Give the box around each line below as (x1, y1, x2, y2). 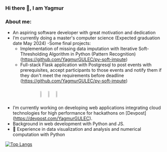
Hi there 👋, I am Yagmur (5, 5, 64, 12)
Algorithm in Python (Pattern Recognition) (49, 51, 136, 57)
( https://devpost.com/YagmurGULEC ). (12, 116, 93, 122)
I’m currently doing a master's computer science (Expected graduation (12, 35, 160, 41)
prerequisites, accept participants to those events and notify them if (20, 67, 162, 73)
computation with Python (12, 131, 65, 138)
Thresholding (20, 51, 48, 57)
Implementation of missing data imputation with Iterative (20, 45, 138, 52)
